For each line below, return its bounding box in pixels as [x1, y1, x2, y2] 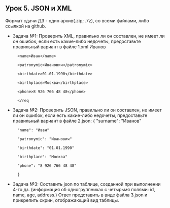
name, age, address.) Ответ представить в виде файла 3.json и [12, 192, 148, 198]
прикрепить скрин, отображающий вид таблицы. [12, 197, 119, 203]
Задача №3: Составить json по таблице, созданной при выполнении [12, 181, 161, 187]
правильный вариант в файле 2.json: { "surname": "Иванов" [12, 117, 142, 124]
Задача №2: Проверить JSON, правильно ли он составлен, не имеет [12, 107, 162, 113]
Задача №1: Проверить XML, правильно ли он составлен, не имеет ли [12, 33, 165, 39]
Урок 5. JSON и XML [5, 4, 72, 13]
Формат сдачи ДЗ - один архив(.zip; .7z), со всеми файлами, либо [5, 17, 150, 23]
